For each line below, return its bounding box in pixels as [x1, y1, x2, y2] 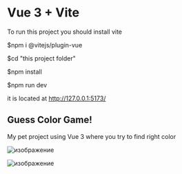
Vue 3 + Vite [7, 5, 80, 21]
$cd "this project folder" [7, 54, 76, 63]
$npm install [7, 67, 43, 76]
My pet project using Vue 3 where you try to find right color [7, 132, 176, 140]
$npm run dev [7, 80, 48, 89]
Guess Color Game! [7, 114, 93, 126]
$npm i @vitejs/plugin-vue [7, 41, 83, 49]
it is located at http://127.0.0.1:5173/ [7, 94, 106, 102]
